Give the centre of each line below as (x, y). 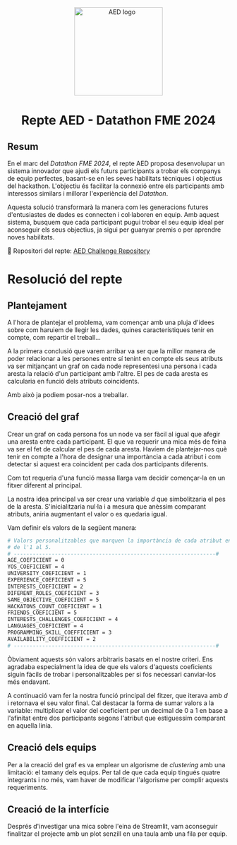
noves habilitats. (31, 237)
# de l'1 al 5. (30, 547)
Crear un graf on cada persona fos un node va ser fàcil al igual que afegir (114, 434)
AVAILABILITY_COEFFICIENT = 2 (52, 639)
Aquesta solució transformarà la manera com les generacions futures (108, 207)
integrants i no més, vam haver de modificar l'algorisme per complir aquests (118, 779)
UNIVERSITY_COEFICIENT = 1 (47, 574)
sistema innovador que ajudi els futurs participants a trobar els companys (114, 171)
